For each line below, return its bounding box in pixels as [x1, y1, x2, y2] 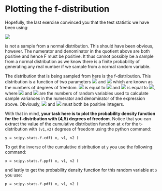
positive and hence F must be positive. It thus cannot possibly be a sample [5, 53, 154, 59]
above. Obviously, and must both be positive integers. [5, 101, 124, 107]
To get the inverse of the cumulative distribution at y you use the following [5, 144, 153, 150]
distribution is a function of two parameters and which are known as [5, 79, 153, 84]
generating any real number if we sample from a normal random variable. [5, 64, 151, 69]
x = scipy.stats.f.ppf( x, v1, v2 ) [5, 159, 79, 163]
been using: [5, 24, 29, 30]
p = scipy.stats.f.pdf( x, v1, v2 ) [5, 181, 79, 186]
